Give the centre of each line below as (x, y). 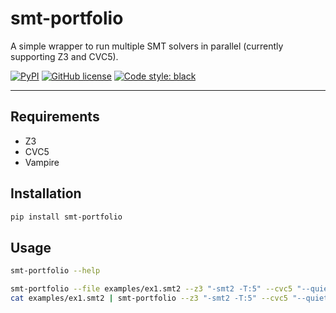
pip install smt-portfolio (66, 217)
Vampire (42, 162)
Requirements (55, 117)
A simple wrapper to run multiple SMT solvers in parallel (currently (147, 46)
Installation (46, 193)
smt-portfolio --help (55, 271)
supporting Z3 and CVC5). (64, 56)
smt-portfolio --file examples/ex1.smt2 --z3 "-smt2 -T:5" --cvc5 (151, 289)
